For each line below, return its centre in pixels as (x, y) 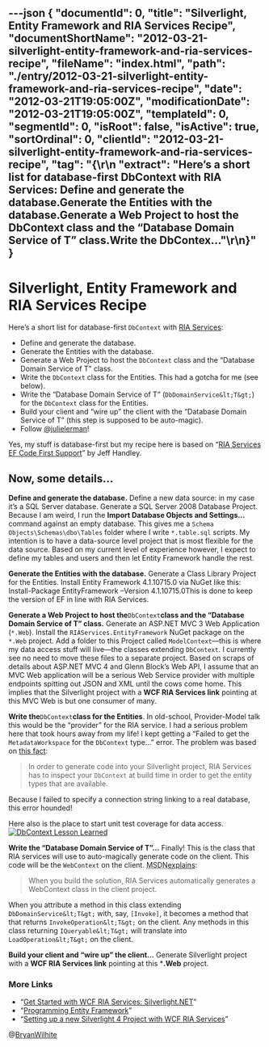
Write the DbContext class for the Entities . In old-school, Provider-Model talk (134, 717)
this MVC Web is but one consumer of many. (83, 701)
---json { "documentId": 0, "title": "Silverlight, (128, 13)
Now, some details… (61, 479)
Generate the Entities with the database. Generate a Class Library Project (132, 574)
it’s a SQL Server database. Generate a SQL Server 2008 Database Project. (133, 507)
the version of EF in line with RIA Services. (79, 599)
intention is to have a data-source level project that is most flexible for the (131, 541)
